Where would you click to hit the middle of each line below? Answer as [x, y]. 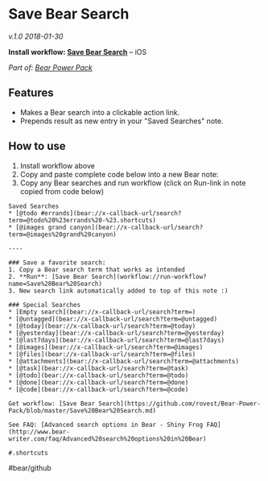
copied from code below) [62, 191]
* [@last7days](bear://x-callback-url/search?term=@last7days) [117, 340]
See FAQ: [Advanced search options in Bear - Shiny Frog [106, 425]
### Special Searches [45, 305]
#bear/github [30, 467]
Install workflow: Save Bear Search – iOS [78, 52]
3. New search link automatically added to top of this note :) [118, 291]
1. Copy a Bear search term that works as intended [97, 270]
